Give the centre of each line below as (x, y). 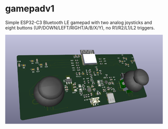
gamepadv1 (30, 9)
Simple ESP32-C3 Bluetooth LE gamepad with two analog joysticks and (79, 22)
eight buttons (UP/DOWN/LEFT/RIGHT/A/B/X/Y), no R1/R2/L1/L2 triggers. (80, 27)
